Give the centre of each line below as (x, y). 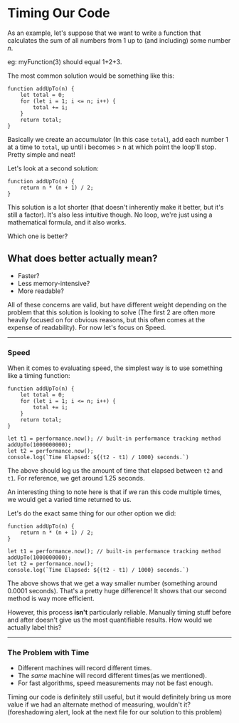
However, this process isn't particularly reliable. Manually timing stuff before (119, 612)
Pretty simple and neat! (42, 154)
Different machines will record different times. (85, 668)
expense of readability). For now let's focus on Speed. (87, 327)
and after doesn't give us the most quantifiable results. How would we (110, 620)
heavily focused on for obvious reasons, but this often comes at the (106, 319)
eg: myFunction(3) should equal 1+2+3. (65, 61)
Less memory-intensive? (54, 283)
